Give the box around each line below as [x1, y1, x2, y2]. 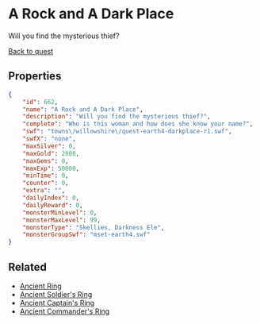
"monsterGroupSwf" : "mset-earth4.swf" [22, 231, 151, 239]
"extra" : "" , [22, 187, 66, 195]
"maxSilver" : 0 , [22, 142, 77, 150]
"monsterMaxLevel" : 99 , [22, 216, 101, 224]
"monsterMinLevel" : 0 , [22, 208, 97, 217]
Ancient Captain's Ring [19, 298, 95, 307]
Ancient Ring [19, 281, 62, 291]
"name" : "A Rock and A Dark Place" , [22, 105, 144, 114]
